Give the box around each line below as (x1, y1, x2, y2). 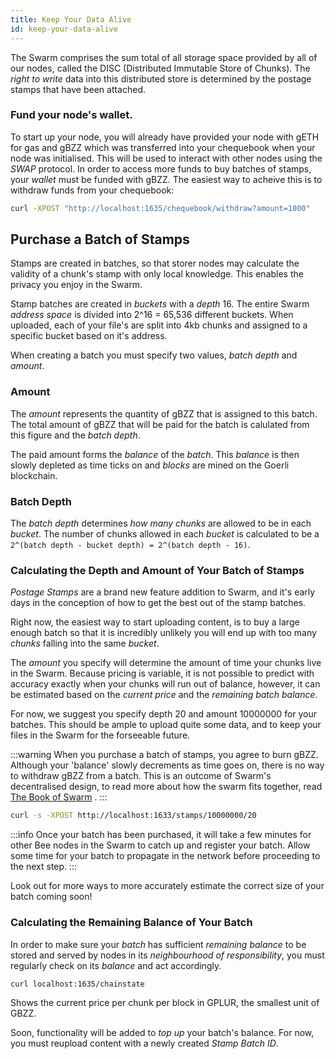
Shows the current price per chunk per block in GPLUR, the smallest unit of (10, 997, 320, 1009)
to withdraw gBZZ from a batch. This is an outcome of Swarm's (10, 770, 272, 782)
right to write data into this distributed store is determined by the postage (10, 72, 312, 85)
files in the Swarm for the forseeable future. (10, 729, 191, 741)
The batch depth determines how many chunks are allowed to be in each (10, 517, 312, 530)
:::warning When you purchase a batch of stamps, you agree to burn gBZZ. (10, 749, 319, 761)
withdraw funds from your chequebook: (10, 184, 175, 196)
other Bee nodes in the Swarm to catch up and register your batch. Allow (10, 839, 311, 851)
